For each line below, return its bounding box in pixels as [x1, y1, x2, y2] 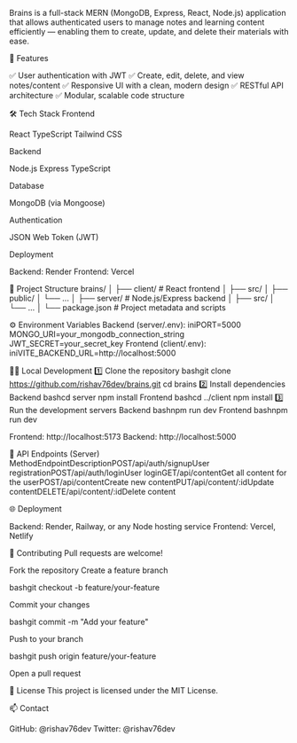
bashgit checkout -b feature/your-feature [9, 583, 160, 592]
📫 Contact [9, 703, 49, 713]
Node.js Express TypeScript [9, 163, 111, 174]
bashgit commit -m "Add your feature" [9, 616, 149, 627]
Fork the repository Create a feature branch [9, 565, 168, 575]
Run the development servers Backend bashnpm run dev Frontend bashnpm [9, 405, 288, 415]
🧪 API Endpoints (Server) [9, 449, 100, 459]
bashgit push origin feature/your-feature [9, 651, 157, 661]
